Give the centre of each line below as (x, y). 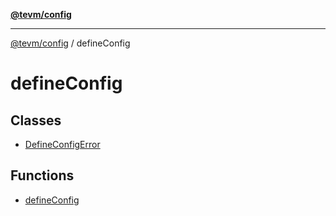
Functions (42, 175)
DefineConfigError (62, 144)
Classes (36, 120)
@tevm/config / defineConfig (70, 43)
